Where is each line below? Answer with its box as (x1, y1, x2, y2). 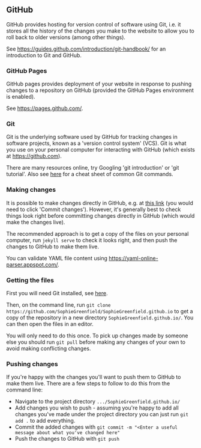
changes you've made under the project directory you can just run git (14, 411, 189, 418)
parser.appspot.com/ (6, 261, 58, 268)
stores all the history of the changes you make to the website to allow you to (6, 27, 195, 34)
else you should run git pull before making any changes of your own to (6, 339, 186, 345)
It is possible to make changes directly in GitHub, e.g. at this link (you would (6, 199, 194, 206)
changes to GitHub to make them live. (6, 243, 100, 250)
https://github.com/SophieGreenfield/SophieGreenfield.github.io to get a (6, 308, 193, 315)
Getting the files (6, 276, 54, 284)
